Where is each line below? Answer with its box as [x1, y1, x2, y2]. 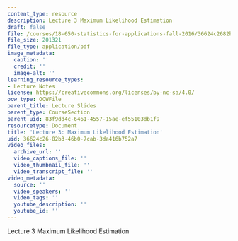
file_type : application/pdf [7, 43, 91, 50]
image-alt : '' [13, 69, 55, 76]
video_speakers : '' [13, 188, 72, 195]
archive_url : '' [13, 148, 62, 155]
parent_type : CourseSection [7, 109, 91, 116]
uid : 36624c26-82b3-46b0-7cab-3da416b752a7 [7, 135, 138, 142]
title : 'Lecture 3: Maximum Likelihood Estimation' [7, 129, 163, 136]
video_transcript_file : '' [13, 167, 93, 175]
